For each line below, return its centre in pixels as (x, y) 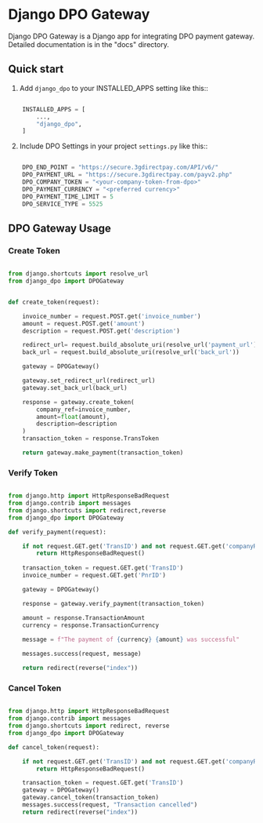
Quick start (36, 69)
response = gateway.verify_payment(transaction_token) (113, 603)
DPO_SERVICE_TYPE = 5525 (63, 204)
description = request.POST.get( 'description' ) (101, 331)
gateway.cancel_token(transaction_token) (90, 798)
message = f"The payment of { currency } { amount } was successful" (131, 640)
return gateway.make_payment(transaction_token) (103, 453)
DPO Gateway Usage (59, 228)
